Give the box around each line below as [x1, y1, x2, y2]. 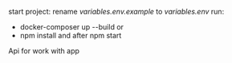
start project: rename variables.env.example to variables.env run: [8, 7, 225, 16]
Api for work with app [8, 46, 80, 55]
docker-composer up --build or [19, 22, 124, 31]
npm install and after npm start [19, 31, 122, 40]
